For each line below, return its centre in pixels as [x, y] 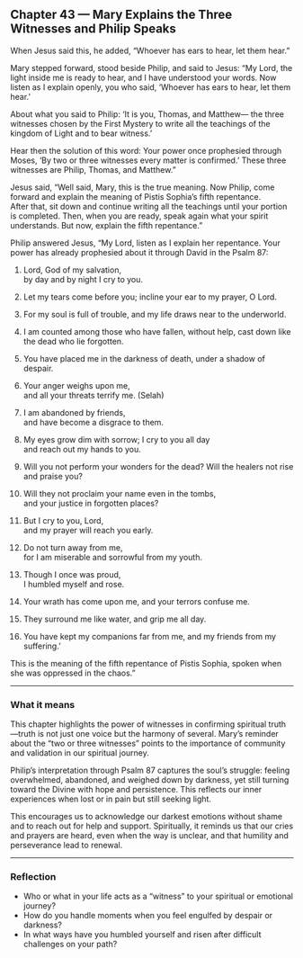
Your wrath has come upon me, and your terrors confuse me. [136, 601]
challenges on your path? [70, 945]
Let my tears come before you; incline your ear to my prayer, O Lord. [150, 297]
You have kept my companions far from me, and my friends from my [150, 636]
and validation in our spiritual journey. [80, 753]
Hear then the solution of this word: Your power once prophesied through [146, 150]
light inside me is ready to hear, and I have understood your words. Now [143, 77]
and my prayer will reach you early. [88, 530]
